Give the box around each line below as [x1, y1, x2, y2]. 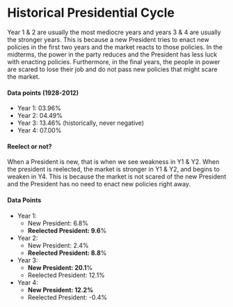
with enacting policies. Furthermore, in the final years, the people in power [7, 57, 220, 66]
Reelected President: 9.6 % [27, 226, 107, 234]
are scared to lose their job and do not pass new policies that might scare [7, 65, 218, 73]
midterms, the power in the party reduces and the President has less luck [7, 50, 218, 59]
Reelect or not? [7, 142, 52, 151]
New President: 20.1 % [27, 263, 93, 271]
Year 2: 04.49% [17, 112, 63, 120]
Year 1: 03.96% [17, 104, 61, 112]
